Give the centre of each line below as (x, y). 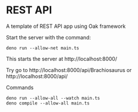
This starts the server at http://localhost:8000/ (62, 59)
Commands (20, 87)
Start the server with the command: (49, 37)
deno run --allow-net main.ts (43, 48)
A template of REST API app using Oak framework (66, 26)
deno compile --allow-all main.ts (48, 103)
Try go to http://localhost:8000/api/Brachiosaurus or (69, 70)
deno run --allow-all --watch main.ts (53, 98)
